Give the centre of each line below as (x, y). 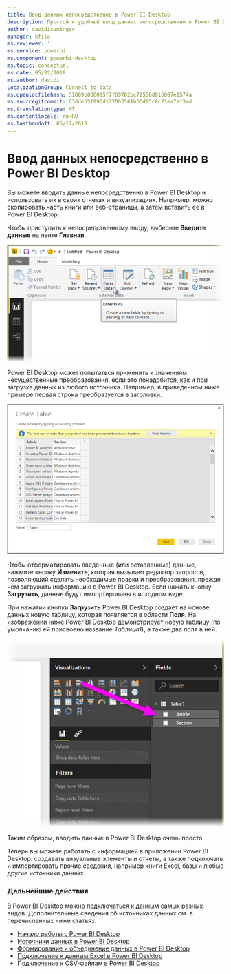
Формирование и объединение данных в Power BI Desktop (103, 948)
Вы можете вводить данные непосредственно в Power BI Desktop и (107, 192)
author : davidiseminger (41, 29)
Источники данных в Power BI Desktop (74, 941)
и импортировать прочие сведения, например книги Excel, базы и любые (115, 866)
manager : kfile (29, 37)
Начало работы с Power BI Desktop (68, 933)
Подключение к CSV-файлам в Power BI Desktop (88, 963)
